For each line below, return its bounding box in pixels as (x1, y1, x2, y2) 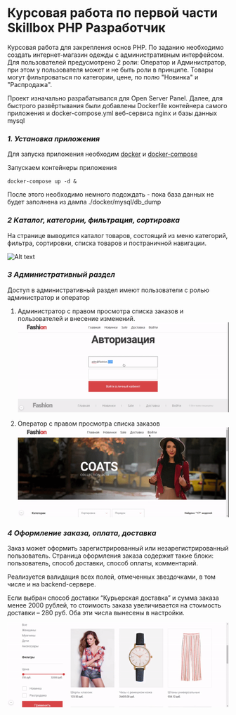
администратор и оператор (7, 293, 90, 301)
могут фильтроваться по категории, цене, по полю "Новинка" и (7, 72, 199, 81)
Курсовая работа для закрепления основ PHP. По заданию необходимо (7, 43, 224, 51)
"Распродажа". (7, 80, 53, 88)
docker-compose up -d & (7, 178, 77, 185)
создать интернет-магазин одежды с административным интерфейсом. (7, 51, 225, 59)
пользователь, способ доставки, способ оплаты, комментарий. (7, 558, 198, 567)
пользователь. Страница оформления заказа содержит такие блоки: (7, 551, 214, 560)
